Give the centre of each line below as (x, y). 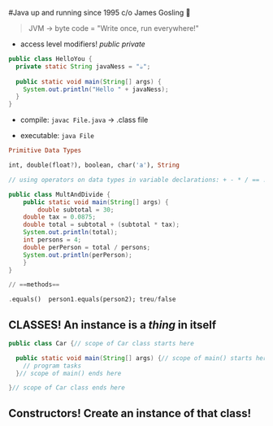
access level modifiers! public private (83, 44)
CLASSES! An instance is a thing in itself (113, 325)
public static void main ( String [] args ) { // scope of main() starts (134, 358)
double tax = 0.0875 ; (59, 217)
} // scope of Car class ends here (67, 388)
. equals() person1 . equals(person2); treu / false (92, 300)
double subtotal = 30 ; (76, 210)
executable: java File (57, 136)
